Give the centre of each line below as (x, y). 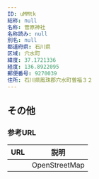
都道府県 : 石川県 (29, 47)
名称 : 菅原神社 (27, 27)
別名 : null (22, 40)
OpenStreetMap (58, 166)
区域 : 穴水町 (24, 54)
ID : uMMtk (22, 14)
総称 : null (22, 21)
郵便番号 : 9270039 (33, 73)
